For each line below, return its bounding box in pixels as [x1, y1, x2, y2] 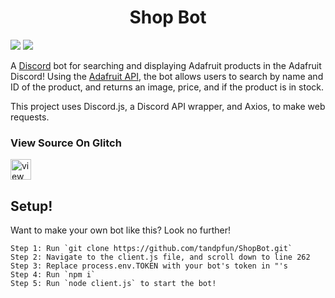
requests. [10, 111, 50, 123]
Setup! [10, 197, 53, 215]
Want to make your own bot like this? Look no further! [10, 224, 232, 236]
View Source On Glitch [10, 136, 122, 150]
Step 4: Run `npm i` [10, 270, 97, 280]
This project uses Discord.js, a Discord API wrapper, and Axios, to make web [10, 100, 326, 112]
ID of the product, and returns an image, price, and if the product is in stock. [10, 81, 325, 93]
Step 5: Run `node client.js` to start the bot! [10, 279, 217, 289]
